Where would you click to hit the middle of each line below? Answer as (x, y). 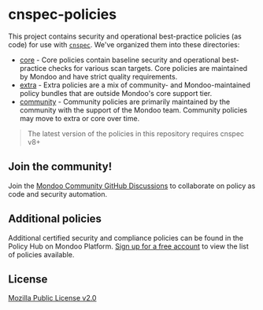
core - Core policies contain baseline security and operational (120, 60)
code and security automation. (58, 194)
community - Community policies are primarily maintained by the (125, 101)
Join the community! (60, 167)
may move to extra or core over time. (80, 118)
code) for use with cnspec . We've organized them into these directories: (124, 44)
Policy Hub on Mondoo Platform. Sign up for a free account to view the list (129, 246)
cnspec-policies (62, 15)
